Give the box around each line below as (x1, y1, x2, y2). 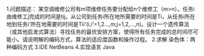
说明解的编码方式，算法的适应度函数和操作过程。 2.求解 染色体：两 (27, 36, 196, 43)
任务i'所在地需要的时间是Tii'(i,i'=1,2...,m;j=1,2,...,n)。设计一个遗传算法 (16, 21, 190, 27)
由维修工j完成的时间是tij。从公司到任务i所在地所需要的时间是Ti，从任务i (6, 13, 185, 20)
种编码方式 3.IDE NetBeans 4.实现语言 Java (6, 43, 115, 51)
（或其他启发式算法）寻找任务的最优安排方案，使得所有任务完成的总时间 (6, 28, 188, 35)
